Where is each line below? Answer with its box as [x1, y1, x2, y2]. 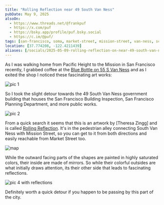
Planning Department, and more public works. [5, 101, 98, 107]
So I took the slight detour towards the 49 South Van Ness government [5, 91, 147, 97]
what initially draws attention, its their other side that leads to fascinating [5, 164, 151, 171]
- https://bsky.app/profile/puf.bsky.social [9, 30, 102, 35]
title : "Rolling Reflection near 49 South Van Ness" [5, 7, 115, 12]
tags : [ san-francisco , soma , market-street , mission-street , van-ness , [5, 39, 154, 44]
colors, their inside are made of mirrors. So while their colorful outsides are [5, 160, 156, 165]
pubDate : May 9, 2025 [5, 12, 49, 17]
